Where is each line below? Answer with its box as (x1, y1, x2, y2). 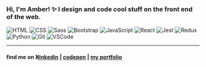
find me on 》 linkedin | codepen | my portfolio (6, 53, 123, 60)
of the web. (6, 12, 41, 21)
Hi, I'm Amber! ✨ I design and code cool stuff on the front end (6, 5, 193, 14)
